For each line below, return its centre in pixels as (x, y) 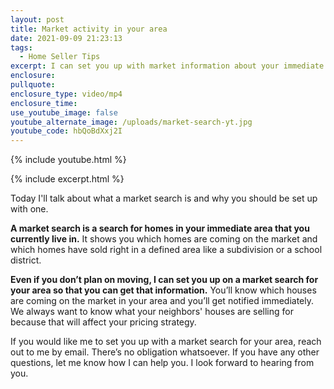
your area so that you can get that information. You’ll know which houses (163, 290)
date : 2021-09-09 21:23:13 (66, 38)
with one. (29, 209)
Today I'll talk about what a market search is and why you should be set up (164, 198)
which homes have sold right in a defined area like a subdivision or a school (166, 250)
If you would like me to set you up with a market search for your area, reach (166, 342)
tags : (21, 47)
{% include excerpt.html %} (67, 179)
